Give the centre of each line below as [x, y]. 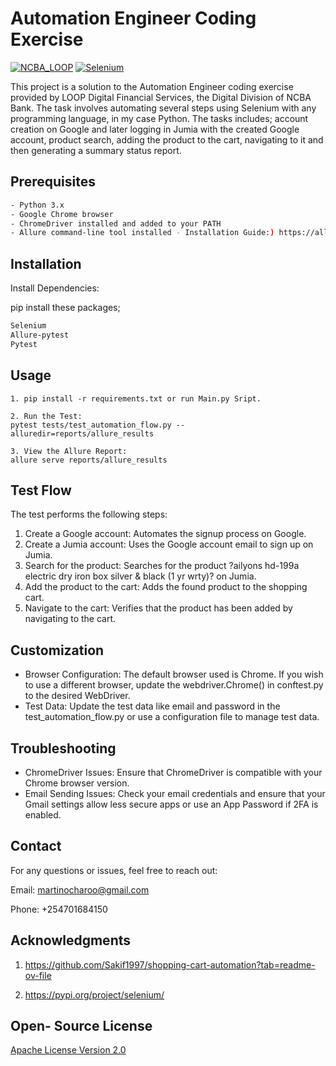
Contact [36, 846]
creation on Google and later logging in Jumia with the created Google [155, 129]
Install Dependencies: [55, 288]
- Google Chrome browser [62, 214]
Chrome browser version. [77, 783]
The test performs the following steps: [89, 514]
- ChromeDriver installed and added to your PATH [116, 223]
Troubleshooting [63, 748]
